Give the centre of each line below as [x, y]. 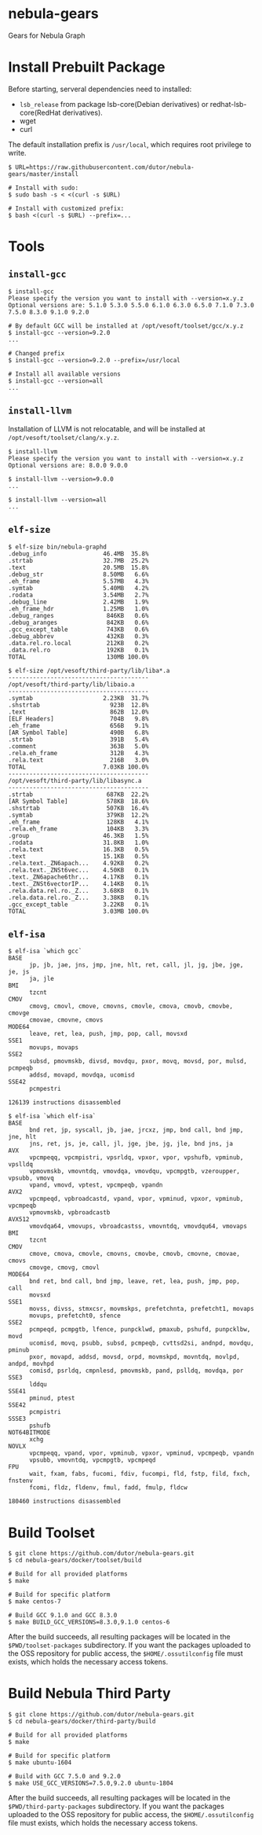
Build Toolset [52, 1532]
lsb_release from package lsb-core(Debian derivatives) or [114, 104]
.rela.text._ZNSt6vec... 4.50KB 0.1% [78, 870]
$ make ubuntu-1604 [40, 1763]
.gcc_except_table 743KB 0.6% [78, 629]
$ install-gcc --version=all [56, 381]
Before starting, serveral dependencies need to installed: [100, 89]
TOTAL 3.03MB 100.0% [78, 911]
